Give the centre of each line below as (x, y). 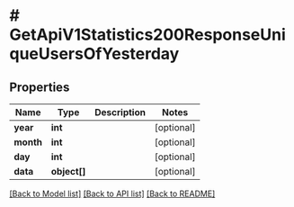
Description (120, 112)
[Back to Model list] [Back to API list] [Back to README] (112, 193)
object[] (68, 171)
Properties (40, 87)
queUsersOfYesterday (94, 54)
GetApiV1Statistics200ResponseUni (147, 35)
